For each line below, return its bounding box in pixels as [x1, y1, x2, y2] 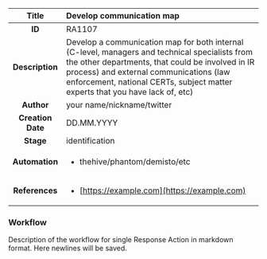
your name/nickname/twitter [66, 100, 172, 110]
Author [21, 100, 49, 110]
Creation [18, 112, 52, 123]
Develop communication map [66, 10, 180, 21]
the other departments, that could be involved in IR [66, 57, 255, 67]
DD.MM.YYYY [66, 117, 118, 128]
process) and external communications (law [66, 67, 230, 77]
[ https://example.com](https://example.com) [79, 185, 246, 196]
